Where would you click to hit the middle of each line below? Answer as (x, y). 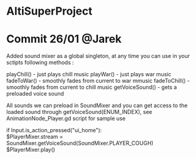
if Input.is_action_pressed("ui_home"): (54, 130)
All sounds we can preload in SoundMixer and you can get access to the (97, 105)
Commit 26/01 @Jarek (64, 39)
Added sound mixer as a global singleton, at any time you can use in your (98, 56)
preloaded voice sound (35, 94)
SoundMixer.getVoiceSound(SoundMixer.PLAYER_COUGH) (80, 143)
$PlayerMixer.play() (31, 150)
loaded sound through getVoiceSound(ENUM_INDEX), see (79, 112)
